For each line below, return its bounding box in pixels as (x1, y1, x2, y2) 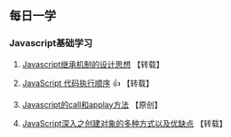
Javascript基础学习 (9, 37, 93, 49)
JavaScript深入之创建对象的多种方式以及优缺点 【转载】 (21, 118, 227, 128)
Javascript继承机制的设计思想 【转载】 (21, 58, 164, 69)
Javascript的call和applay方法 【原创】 (21, 99, 163, 110)
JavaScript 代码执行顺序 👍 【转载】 (21, 78, 154, 88)
